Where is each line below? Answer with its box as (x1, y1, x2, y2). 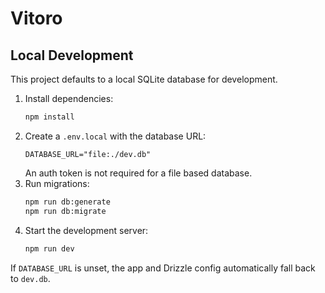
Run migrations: (24, 177, 90, 189)
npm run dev (24, 243, 75, 254)
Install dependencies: (24, 93, 114, 104)
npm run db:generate (24, 197, 111, 207)
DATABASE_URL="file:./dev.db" (24, 149, 152, 159)
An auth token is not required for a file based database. (24, 167, 253, 179)
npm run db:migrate (24, 206, 107, 216)
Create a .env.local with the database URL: (24, 130, 207, 142)
